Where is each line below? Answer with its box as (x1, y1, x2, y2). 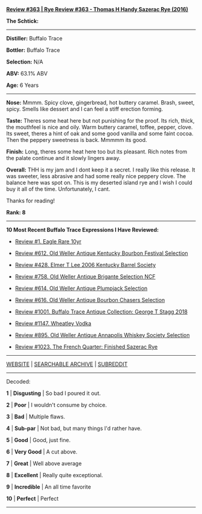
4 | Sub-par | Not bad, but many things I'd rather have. (6, 425, 142, 432)
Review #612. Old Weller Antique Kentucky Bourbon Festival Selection (14, 249, 188, 257)
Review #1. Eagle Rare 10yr (14, 238, 82, 245)
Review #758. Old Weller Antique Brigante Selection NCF (14, 273, 156, 280)
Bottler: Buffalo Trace (6, 47, 60, 54)
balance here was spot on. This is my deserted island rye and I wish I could (6, 179, 192, 186)
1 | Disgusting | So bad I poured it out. (6, 390, 101, 397)
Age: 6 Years (6, 82, 39, 89)
